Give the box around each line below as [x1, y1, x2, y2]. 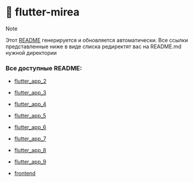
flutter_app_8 [14, 147, 46, 154]
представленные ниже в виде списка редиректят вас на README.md [5, 43, 182, 50]
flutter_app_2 [14, 77, 47, 85]
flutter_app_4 [14, 101, 47, 108]
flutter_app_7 [14, 135, 46, 142]
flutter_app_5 [14, 112, 46, 120]
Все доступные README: [5, 64, 83, 72]
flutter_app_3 [14, 89, 46, 96]
